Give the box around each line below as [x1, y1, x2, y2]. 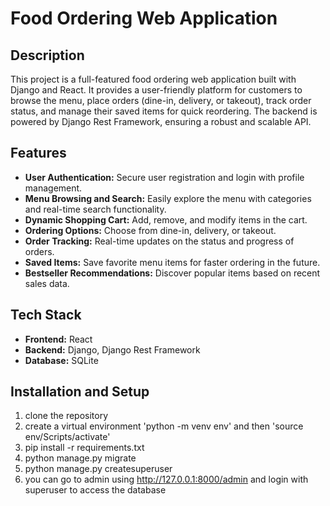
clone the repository [24, 410, 109, 422]
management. [24, 182, 83, 194]
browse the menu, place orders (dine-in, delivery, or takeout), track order [10, 95, 312, 106]
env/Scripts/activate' [24, 431, 111, 443]
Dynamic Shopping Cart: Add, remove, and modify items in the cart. [24, 213, 308, 226]
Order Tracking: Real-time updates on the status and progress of [24, 235, 295, 247]
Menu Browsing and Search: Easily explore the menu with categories [24, 192, 312, 204]
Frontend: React [24, 333, 93, 345]
